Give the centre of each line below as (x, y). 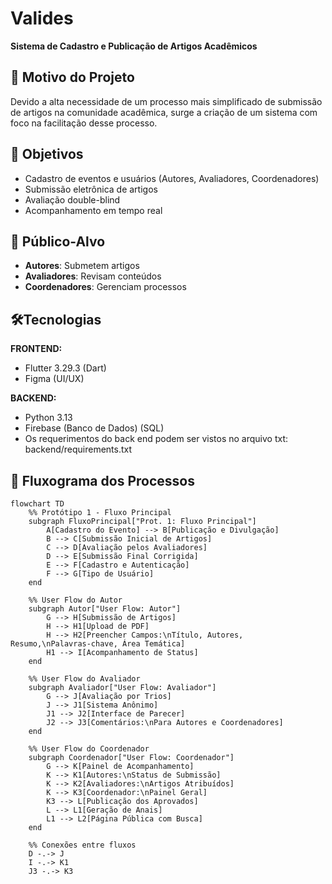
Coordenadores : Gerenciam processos (105, 287)
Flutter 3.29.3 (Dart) (65, 368)
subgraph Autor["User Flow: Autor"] (105, 609)
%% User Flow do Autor (75, 600)
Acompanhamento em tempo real (93, 210)
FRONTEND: (36, 349)
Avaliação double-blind (72, 199)
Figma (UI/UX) (54, 379)
